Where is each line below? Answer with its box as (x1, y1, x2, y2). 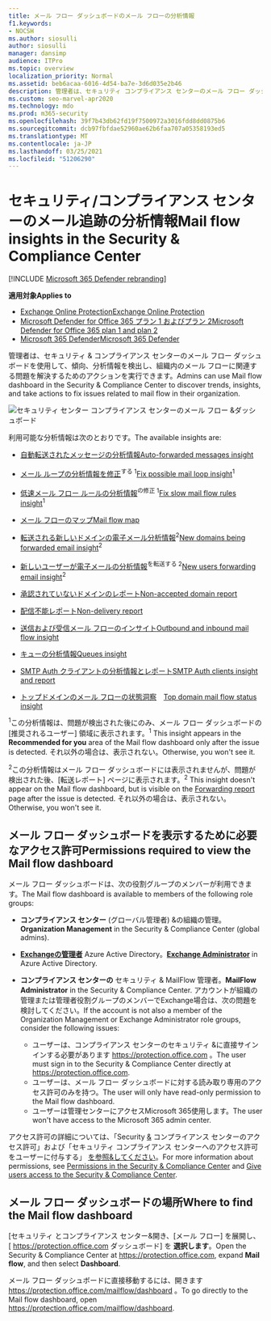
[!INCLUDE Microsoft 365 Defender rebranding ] (8, 274, 167, 284)
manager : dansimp (8, 49, 67, 57)
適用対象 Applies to (8, 290, 72, 300)
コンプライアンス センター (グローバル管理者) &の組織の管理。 (19, 915, 226, 925)
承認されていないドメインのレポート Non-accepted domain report (19, 588, 238, 599)
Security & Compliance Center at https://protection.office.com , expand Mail (8, 1251, 260, 1260)
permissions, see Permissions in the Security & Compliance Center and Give (8, 1162, 262, 1171)
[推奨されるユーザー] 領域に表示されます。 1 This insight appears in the (8, 727, 242, 739)
